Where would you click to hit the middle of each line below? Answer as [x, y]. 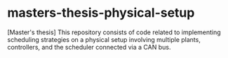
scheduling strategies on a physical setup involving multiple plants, [104, 39]
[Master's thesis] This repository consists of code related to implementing [114, 32]
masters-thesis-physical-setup [101, 13]
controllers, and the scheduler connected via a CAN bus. [89, 47]
